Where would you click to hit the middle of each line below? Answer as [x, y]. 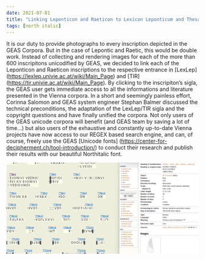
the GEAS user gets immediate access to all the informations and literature [100, 89]
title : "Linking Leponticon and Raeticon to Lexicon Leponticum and [95, 19]
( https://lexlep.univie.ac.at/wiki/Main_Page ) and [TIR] [73, 76]
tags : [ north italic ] [34, 26]
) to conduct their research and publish [144, 148]
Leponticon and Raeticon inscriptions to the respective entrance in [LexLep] [102, 70]
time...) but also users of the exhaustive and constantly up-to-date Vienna [99, 128]
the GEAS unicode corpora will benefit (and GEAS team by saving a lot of [98, 121]
